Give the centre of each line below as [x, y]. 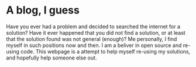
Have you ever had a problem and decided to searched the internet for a [93, 26]
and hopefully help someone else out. [51, 58]
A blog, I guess [43, 10]
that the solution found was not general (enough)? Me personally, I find [92, 39]
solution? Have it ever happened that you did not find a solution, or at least [96, 32]
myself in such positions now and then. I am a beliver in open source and [94, 45]
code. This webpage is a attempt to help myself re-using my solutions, [105, 51]
